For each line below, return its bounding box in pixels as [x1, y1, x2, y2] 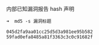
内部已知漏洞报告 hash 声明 [6, 5, 74, 12]
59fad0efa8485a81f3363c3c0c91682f [6, 34, 94, 40]
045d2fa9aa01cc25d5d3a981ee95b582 [6, 29, 94, 35]
